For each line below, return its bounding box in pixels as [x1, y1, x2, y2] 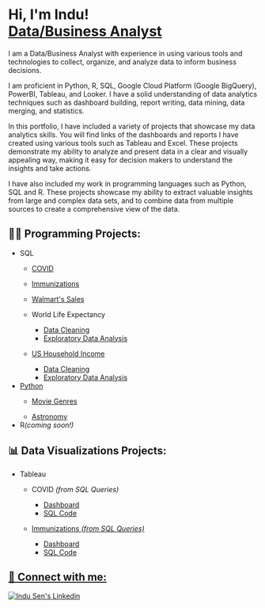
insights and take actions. [8, 163, 92, 173]
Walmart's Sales [31, 294, 85, 304]
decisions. [8, 65, 42, 75]
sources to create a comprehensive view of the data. [8, 204, 180, 213]
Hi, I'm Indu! [8, 6, 89, 24]
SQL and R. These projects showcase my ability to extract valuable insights [8, 187, 253, 197]
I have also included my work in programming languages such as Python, [8, 178, 247, 188]
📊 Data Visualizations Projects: [8, 444, 167, 457]
